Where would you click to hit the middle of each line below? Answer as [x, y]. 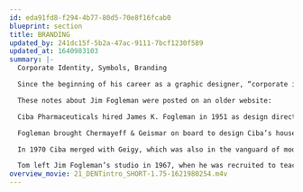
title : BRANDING [40, 34]
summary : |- [32, 59]
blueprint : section [46, 26]
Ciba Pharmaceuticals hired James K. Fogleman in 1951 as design [143, 117]
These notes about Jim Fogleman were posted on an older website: [145, 100]
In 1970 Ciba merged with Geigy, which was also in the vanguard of [149, 150]
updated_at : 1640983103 [54, 51]
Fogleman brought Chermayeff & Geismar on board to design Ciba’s [145, 133]
